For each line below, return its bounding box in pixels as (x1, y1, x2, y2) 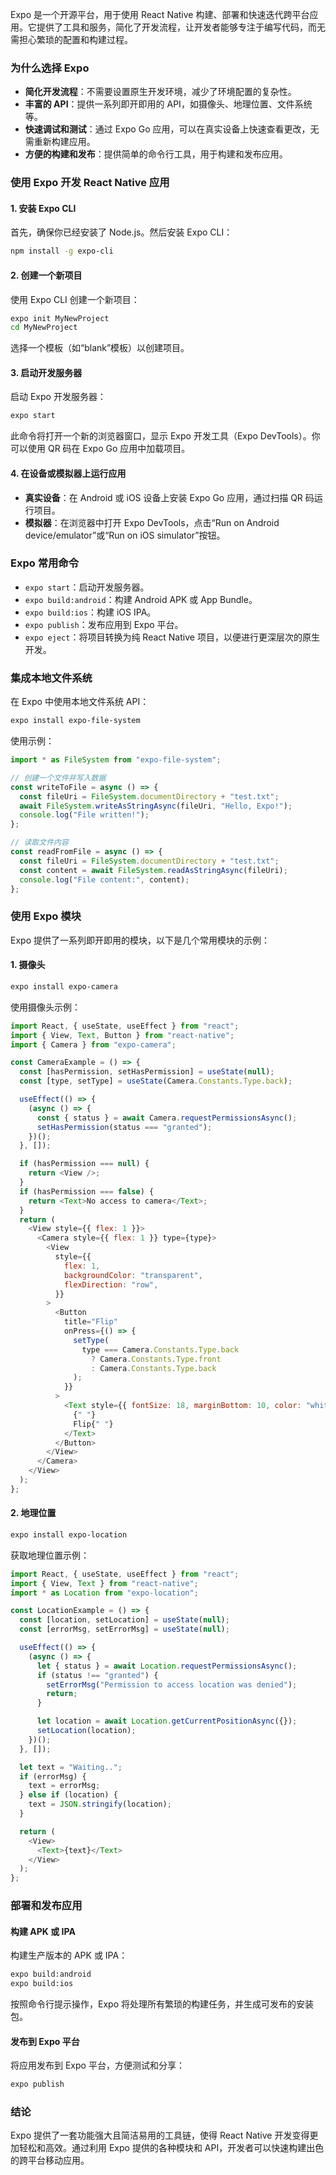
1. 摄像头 (10, 959, 46, 971)
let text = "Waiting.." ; (19, 1762, 123, 1772)
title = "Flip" (63, 1317, 118, 1327)
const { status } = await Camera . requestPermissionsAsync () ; (36, 1113, 298, 1123)
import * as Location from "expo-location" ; (10, 1588, 199, 1598)
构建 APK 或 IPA (10, 1925, 76, 1937)
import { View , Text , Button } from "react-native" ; (10, 1030, 235, 1040)
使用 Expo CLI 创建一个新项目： (10, 293, 140, 305)
